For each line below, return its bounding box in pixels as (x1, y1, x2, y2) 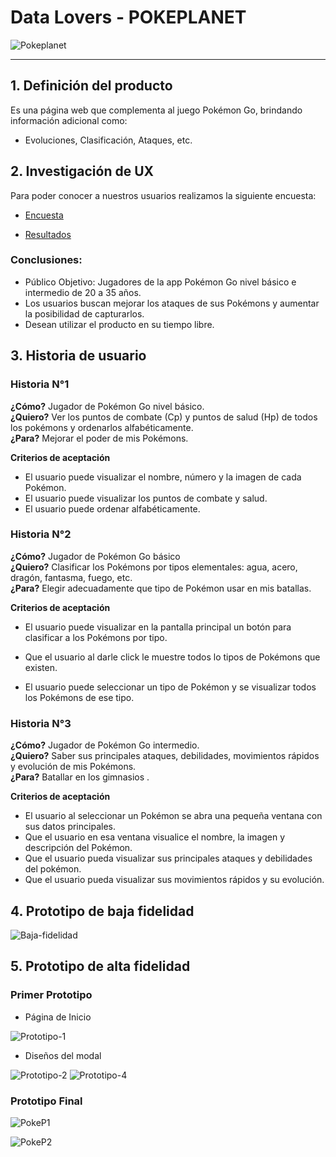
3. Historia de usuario (10, 347, 147, 365)
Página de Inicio (24, 1011, 92, 1023)
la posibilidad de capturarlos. (24, 307, 145, 320)
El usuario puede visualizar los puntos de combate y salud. (24, 492, 268, 504)
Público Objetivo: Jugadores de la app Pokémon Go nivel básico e (24, 276, 297, 288)
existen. (24, 661, 58, 673)
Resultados (24, 228, 72, 240)
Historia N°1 (10, 377, 70, 391)
